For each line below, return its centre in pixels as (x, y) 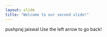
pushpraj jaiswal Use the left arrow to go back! (54, 29)
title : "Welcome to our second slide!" (47, 15)
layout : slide (20, 10)
